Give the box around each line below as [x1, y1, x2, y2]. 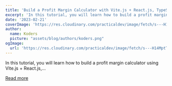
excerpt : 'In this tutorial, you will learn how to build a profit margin [5, 12, 168, 17]
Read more [5, 75, 29, 81]
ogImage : [5, 41, 24, 46]
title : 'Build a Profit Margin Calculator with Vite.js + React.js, [5, 7, 155, 13]
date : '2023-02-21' [5, 17, 47, 22]
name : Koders [10, 31, 38, 36]
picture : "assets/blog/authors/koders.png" [10, 36, 104, 41]
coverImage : [5, 21, 31, 27]
